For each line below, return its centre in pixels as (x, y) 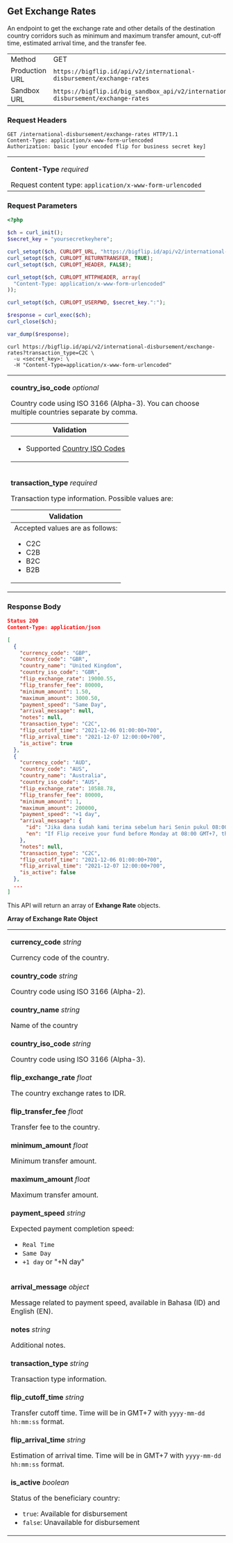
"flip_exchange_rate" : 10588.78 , (68, 788)
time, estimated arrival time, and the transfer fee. (77, 43)
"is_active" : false (48, 873)
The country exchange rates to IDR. (68, 1093)
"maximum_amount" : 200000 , (59, 808)
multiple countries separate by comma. (74, 411)
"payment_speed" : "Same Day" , (63, 705)
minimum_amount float (50, 1145)
